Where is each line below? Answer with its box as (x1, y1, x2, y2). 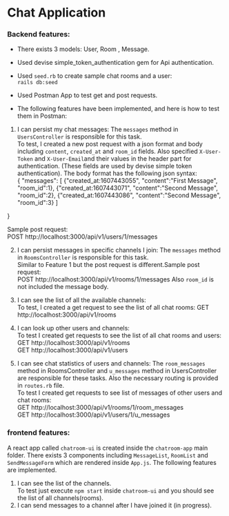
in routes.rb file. (17, 381, 64, 390)
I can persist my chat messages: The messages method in (17, 126, 179, 134)
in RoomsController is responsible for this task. (17, 253, 149, 261)
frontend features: (7, 428, 70, 437)
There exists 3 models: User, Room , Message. (17, 45, 150, 53)
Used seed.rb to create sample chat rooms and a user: (17, 72, 172, 80)
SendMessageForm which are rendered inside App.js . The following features (7, 458, 217, 466)
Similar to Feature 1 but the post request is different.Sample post (17, 261, 200, 269)
